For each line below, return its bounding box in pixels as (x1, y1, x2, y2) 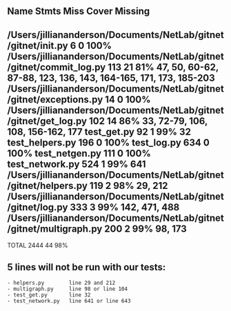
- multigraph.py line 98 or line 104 (7, 285, 128, 292)
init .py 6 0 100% (40, 39, 112, 51)
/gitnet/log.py (7, 201, 68, 213)
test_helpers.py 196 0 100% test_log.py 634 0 (7, 137, 210, 148)
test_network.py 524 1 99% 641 (7, 158, 146, 170)
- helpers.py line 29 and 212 (7, 279, 116, 287)
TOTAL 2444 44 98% (7, 241, 68, 250)
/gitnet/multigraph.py (7, 223, 103, 234)
